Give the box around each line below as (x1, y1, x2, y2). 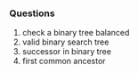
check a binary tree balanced (21, 28, 130, 38)
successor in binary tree (21, 46, 111, 57)
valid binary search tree (21, 36, 110, 47)
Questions (9, 7, 55, 20)
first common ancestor (21, 56, 106, 67)
